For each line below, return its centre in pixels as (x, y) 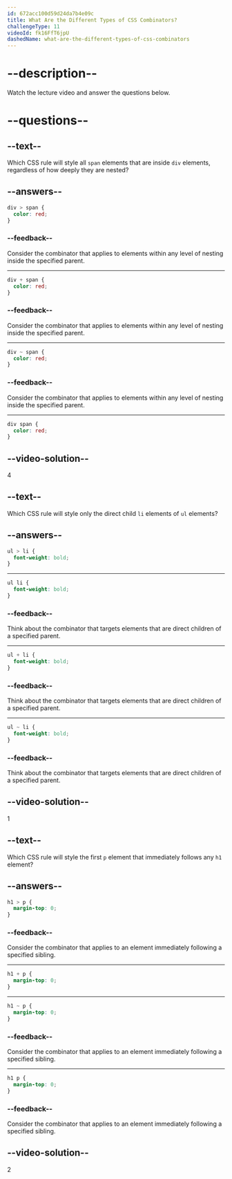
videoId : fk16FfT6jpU (38, 33)
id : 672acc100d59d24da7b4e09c (51, 13)
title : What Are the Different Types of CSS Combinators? (92, 20)
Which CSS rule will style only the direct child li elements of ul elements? (113, 513)
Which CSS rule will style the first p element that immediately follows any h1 (115, 857)
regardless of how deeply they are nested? (68, 170)
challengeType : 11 (33, 26)
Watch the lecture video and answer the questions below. (89, 93)
